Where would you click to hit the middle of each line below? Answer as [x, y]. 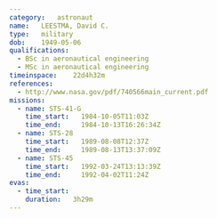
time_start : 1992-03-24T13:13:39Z [93, 166]
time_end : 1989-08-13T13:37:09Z [93, 149]
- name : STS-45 [45, 158]
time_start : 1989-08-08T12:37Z [87, 141]
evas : [19, 183]
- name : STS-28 [45, 133]
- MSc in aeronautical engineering [83, 68]
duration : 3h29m [59, 200]
